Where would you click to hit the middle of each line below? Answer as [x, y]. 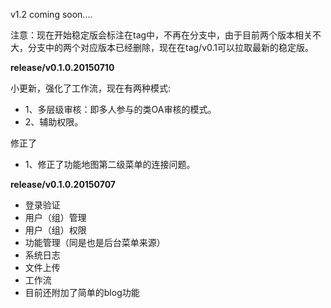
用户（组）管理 [55, 217]
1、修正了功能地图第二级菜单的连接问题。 [110, 164]
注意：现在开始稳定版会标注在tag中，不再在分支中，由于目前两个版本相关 [161, 35]
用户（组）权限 [55, 230]
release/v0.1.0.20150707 [63, 184]
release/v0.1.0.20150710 [62, 67]
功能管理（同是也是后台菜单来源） [95, 242]
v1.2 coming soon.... [51, 14]
